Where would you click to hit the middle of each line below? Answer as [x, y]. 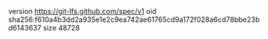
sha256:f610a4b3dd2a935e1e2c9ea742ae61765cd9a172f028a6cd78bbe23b [134, 19]
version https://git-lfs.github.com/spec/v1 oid [83, 11]
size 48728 [61, 28]
